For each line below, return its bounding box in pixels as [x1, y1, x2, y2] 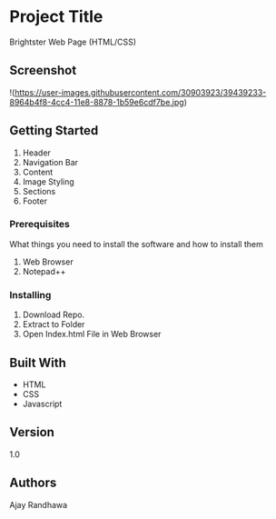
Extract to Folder [22, 319, 85, 330]
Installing [9, 288, 52, 301]
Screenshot [9, 63, 77, 78]
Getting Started [9, 123, 99, 138]
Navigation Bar [22, 156, 79, 167]
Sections [22, 185, 56, 196]
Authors [9, 475, 57, 491]
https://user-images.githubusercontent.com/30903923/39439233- [15, 86, 267, 97]
